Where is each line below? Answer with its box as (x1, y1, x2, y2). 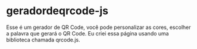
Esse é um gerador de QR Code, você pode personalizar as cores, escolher (6, 24, 191, 31)
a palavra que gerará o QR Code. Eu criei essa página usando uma (6, 30, 169, 37)
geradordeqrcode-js (6, 4, 109, 18)
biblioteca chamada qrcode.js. (6, 36, 80, 43)
